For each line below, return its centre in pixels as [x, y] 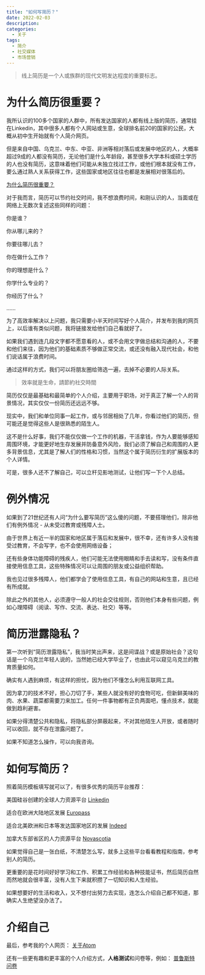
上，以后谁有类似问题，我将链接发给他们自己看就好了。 [76, 328]
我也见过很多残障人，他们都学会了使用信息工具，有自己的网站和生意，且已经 [103, 579]
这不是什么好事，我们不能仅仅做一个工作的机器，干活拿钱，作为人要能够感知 [103, 436]
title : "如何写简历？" [32, 12]
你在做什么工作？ [28, 257]
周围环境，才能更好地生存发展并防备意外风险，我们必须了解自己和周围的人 [100, 444]
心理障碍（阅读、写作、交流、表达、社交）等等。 [73, 607]
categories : [21, 29]
